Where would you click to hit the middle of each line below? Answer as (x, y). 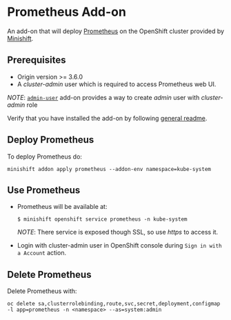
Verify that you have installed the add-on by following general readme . (107, 118)
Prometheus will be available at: (62, 207)
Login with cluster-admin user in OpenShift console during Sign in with (119, 246)
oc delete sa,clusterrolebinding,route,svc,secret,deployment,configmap (114, 304)
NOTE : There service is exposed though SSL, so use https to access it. (118, 232)
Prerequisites (37, 60)
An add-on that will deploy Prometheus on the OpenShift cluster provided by (116, 31)
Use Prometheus (44, 190)
